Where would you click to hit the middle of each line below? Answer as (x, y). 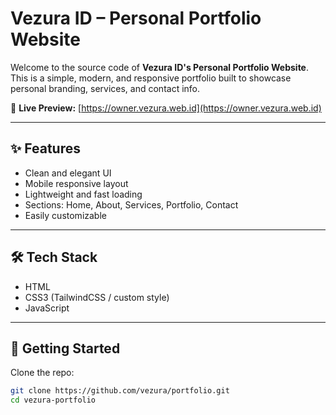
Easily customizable (65, 215)
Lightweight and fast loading (83, 194)
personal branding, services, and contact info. (105, 88)
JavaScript (47, 308)
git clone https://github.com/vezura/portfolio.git (120, 391)
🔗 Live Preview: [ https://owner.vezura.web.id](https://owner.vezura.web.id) (166, 108)
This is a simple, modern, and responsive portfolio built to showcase (151, 78)
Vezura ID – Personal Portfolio (136, 18)
